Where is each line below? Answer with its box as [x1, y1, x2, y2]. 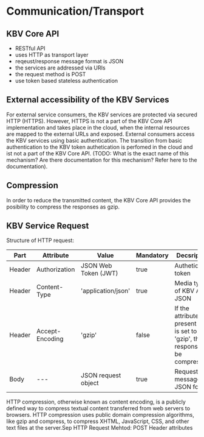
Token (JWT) [81, 269, 118, 278]
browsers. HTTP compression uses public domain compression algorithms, [6, 411, 194, 419]
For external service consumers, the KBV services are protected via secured [6, 111, 197, 118]
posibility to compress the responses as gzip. [6, 203, 120, 210]
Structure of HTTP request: [6, 236, 75, 244]
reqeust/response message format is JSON [15, 58, 124, 65]
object [81, 379, 99, 388]
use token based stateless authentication [15, 77, 118, 84]
